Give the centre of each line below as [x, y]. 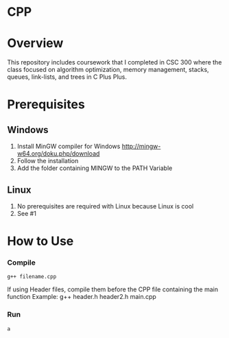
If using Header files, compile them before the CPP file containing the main [112, 289]
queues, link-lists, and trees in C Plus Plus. [67, 77]
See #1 [26, 213]
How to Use [40, 241]
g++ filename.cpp [32, 277]
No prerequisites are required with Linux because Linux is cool [105, 206]
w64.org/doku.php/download [58, 154]
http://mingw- [141, 146]
